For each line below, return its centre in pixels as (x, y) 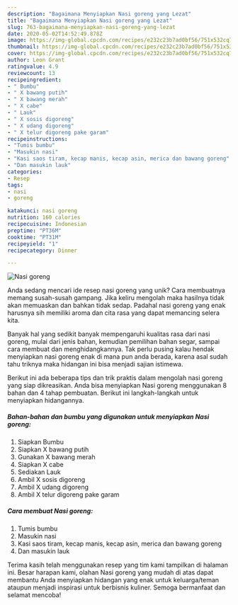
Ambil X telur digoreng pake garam (68, 495)
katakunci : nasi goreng (42, 211)
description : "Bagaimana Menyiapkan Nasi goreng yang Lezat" (100, 14)
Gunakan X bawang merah (56, 457)
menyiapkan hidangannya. (46, 401)
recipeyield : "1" (33, 244)
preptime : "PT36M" (34, 231)
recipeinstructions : (38, 139)
